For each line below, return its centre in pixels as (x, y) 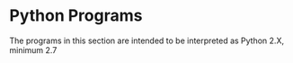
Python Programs (76, 16)
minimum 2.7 (33, 49)
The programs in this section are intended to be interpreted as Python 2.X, (147, 40)
